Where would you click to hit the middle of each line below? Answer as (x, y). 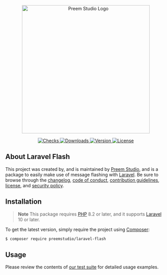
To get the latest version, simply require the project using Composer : (77, 229)
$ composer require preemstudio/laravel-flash (56, 239)
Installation (23, 202)
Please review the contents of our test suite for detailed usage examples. (82, 267)
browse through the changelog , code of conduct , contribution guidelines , (82, 180)
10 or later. (29, 219)
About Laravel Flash (38, 157)
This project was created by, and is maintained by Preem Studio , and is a (82, 169)
